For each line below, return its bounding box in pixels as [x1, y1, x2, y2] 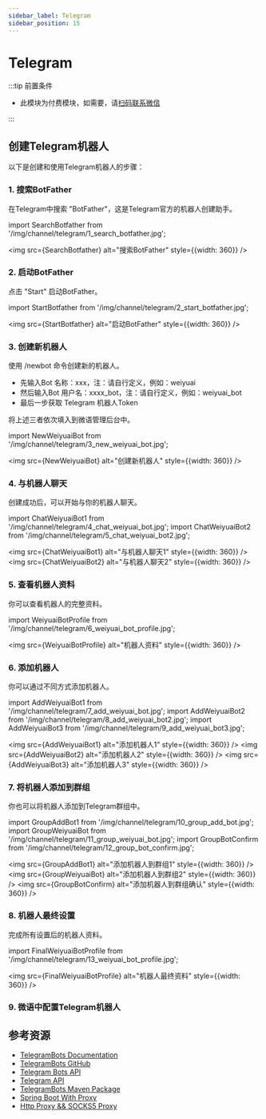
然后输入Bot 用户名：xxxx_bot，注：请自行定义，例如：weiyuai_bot [19, 388, 242, 397]
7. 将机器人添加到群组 [8, 782, 90, 793]
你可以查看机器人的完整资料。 [8, 598, 106, 609]
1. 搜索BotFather [8, 184, 72, 195]
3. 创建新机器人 [8, 341, 68, 352]
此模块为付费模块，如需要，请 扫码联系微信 [19, 98, 161, 108]
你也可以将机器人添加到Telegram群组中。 [8, 802, 145, 811]
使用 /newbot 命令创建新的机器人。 [8, 361, 124, 371]
